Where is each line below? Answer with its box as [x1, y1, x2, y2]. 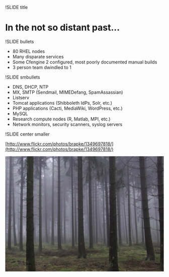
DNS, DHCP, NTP [12, 84, 49, 90]
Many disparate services [12, 53, 64, 59]
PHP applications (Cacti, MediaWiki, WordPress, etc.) [12, 105, 123, 111]
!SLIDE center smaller [5, 131, 50, 137]
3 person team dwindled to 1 [12, 64, 71, 70]
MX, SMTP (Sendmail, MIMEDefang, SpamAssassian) [12, 89, 123, 95]
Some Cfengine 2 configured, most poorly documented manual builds [12, 59, 157, 65]
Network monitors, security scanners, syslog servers [12, 121, 123, 127]
